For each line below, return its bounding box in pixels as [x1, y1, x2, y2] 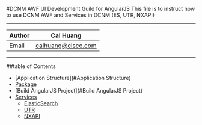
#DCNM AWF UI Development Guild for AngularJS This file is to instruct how [6, 5, 195, 12]
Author [9, 31, 30, 40]
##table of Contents [6, 62, 56, 70]
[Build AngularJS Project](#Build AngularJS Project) [14, 87, 143, 94]
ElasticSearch [23, 100, 58, 107]
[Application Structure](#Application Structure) [14, 75, 131, 81]
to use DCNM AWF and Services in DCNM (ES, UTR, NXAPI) [6, 11, 155, 19]
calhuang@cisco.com [35, 41, 97, 50]
